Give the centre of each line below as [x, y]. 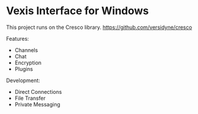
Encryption [28, 63]
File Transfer [30, 98]
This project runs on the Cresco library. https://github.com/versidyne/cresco [99, 27]
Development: [23, 80]
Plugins [24, 69]
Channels [26, 50]
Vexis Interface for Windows [77, 11]
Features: [18, 38]
